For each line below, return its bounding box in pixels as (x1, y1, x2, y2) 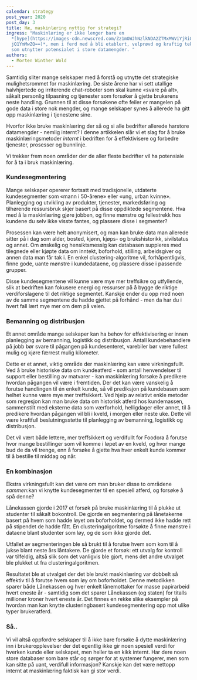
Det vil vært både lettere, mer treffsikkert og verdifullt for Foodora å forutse (6, 434, 188, 441)
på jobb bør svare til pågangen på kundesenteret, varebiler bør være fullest (6, 343, 188, 350)
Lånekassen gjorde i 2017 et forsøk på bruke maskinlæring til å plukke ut (6, 504, 181, 511)
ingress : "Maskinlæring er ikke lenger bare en (6, 30, 125, 36)
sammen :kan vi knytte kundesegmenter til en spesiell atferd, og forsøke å (6, 487, 184, 494)
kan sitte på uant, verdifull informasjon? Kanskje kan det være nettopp (6, 661, 175, 668)
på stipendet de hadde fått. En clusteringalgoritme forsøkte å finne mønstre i (6, 523, 191, 530)
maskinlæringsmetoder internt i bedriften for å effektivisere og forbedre (6, 135, 179, 142)
